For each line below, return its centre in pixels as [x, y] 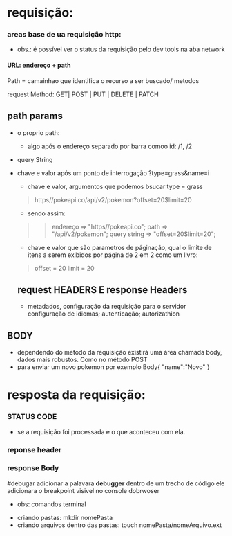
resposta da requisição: [77, 395]
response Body [33, 468]
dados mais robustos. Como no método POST [82, 360]
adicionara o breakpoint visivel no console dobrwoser [84, 490]
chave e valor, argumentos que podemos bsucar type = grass [115, 186]
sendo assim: [46, 213]
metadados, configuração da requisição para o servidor [107, 307]
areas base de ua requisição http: [64, 35]
